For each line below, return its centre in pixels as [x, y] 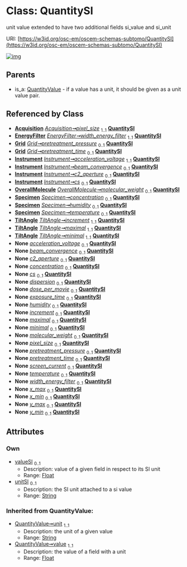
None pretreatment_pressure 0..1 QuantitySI [68, 351]
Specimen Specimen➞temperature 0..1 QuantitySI [75, 213]
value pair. [27, 95]
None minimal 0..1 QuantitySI [50, 328]
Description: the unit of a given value [68, 532]
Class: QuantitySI [50, 11]
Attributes [25, 432]
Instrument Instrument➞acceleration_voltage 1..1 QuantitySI [87, 159]
